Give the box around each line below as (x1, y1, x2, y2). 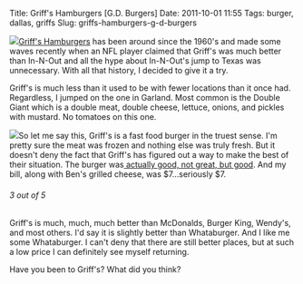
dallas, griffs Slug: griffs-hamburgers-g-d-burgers (9, 17, 198, 28)
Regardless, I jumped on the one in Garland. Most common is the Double (9, 93, 281, 103)
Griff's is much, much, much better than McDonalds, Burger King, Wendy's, (9, 218, 292, 229)
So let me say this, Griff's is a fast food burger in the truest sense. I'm (18, 131, 279, 141)
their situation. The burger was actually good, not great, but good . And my (9, 159, 287, 170)
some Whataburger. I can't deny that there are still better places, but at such (9, 237, 295, 248)
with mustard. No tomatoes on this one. (9, 112, 157, 122)
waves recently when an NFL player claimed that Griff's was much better (9, 45, 282, 56)
